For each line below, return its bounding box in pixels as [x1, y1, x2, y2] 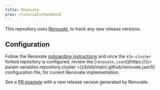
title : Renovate [5, 7, 39, 12]
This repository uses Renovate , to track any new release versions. [5, 25, 141, 31]
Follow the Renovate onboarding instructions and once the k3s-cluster [5, 53, 151, 59]
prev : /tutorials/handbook [5, 12, 61, 17]
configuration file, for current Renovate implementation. [5, 69, 120, 75]
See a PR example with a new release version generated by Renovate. [5, 79, 149, 85]
